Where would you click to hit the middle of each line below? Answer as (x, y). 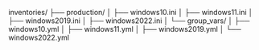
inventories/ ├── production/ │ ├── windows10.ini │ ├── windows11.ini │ (131, 12)
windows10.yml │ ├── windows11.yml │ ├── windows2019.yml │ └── (125, 29)
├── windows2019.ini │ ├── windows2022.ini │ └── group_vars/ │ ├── (129, 21)
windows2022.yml (39, 37)
